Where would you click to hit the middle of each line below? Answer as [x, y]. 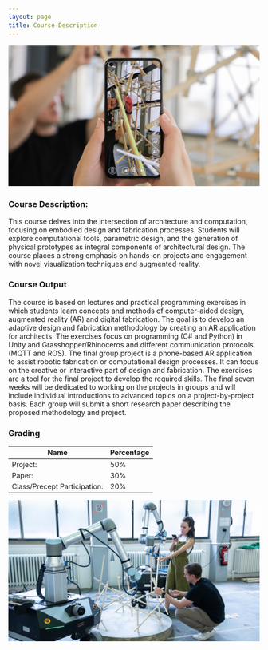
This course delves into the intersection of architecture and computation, [128, 222]
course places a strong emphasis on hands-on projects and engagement [128, 256]
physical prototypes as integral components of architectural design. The [127, 247]
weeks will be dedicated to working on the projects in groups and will [122, 386]
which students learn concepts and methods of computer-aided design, [126, 311]
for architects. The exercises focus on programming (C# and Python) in [126, 336]
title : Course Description [53, 25]
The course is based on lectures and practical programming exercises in [127, 302]
